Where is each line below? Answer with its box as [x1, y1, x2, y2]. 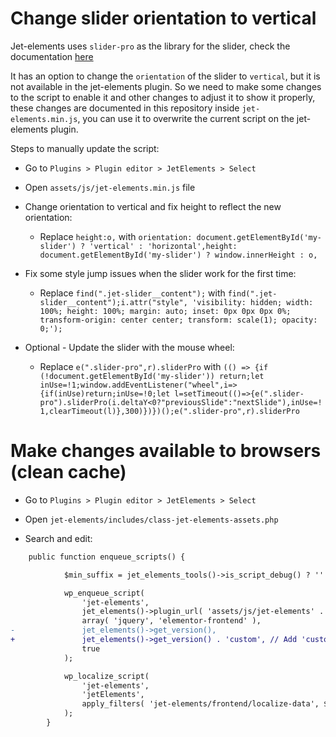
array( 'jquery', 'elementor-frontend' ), [81, 616, 262, 626]
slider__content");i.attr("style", [39, 297, 188, 307]
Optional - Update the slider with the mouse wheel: [24, 341, 235, 353]
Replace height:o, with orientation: [39, 230, 193, 242]
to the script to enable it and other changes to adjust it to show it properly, [10, 91, 316, 103]
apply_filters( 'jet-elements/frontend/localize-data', [81, 699, 320, 709]
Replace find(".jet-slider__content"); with [39, 287, 226, 299]
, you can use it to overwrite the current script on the [77, 112, 295, 124]
